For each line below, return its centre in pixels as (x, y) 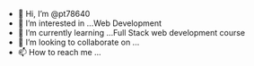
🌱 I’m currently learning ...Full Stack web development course (131, 33)
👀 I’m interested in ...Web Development (90, 23)
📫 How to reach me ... (59, 52)
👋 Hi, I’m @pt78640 (54, 14)
